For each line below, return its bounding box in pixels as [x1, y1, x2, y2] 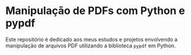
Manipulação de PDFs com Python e [5, 4, 186, 18]
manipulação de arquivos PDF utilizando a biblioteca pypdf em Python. [5, 42, 176, 49]
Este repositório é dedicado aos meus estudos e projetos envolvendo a [5, 36, 177, 43]
